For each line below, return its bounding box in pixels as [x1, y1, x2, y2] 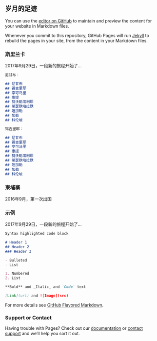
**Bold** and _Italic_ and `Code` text [5, 284, 86, 289]
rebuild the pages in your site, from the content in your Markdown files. [5, 38, 148, 43]
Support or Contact [5, 314, 52, 321]
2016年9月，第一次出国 [5, 196, 52, 201]
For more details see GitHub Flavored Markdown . [5, 302, 104, 308]
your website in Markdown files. [5, 23, 69, 29]
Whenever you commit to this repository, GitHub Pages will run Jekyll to [5, 32, 150, 38]
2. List [5, 276, 21, 281]
